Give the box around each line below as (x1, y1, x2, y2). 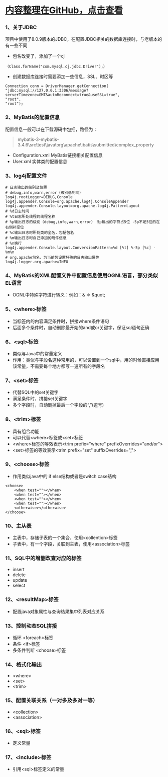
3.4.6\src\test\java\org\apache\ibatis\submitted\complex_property (17, 141, 154, 147)
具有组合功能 (12, 428, 39, 434)
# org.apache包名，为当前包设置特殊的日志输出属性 (5, 255, 99, 260)
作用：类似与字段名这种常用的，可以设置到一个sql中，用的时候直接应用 (12, 357, 159, 363)
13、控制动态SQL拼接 (5, 622, 57, 629)
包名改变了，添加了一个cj (12, 53, 65, 59)
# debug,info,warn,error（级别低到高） (5, 190, 83, 195)
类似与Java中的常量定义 (12, 350, 63, 356)
